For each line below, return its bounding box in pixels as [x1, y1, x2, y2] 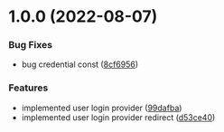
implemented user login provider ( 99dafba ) [21, 102, 182, 113]
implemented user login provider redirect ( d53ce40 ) [21, 111, 216, 123]
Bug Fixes [8, 39, 53, 52]
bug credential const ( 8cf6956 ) [21, 59, 139, 70]
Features [8, 81, 49, 94]
